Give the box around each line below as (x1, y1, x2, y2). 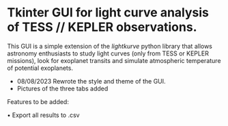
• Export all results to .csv (7, 111, 80, 119)
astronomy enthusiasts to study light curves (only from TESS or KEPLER (7, 49, 210, 58)
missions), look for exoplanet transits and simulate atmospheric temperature (7, 56, 221, 64)
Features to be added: (7, 97, 70, 105)
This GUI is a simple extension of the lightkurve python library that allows (7, 42, 213, 50)
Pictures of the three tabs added (16, 84, 109, 92)
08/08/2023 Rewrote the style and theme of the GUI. (16, 77, 166, 85)
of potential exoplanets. (7, 64, 74, 72)
